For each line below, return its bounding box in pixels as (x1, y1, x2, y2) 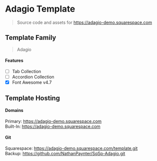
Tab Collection (12, 68, 41, 74)
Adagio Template (5, 3, 75, 15)
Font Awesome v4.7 (12, 79, 52, 86)
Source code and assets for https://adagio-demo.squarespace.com (17, 19, 152, 25)
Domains (5, 107, 23, 113)
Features (5, 57, 23, 64)
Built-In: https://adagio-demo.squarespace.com (5, 123, 101, 129)
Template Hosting (5, 94, 60, 102)
